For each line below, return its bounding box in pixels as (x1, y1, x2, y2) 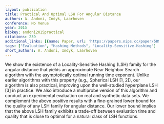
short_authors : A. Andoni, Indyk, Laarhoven (5, 48, 97, 53)
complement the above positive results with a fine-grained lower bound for (5, 98, 156, 103)
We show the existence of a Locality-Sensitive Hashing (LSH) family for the (5, 62, 156, 67)
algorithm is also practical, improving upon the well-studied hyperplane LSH (5, 82, 158, 88)
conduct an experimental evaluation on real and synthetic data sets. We (5, 92, 149, 98)
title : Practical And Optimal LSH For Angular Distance (5, 12, 121, 17)
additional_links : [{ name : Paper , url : (5, 39, 86, 44)
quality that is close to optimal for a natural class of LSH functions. (5, 113, 139, 119)
